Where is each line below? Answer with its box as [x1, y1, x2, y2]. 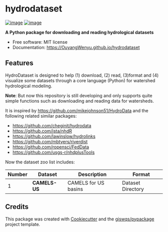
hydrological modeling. [5, 83, 52, 89]
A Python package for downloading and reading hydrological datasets [5, 29, 154, 35]
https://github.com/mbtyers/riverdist [12, 138, 88, 144]
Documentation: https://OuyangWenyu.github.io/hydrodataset [12, 44, 140, 50]
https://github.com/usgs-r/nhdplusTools [12, 149, 95, 155]
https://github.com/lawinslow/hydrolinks [12, 133, 96, 139]
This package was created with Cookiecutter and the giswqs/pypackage [5, 216, 154, 222]
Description [78, 171, 106, 178]
